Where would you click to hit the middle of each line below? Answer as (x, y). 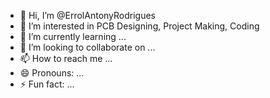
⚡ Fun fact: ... (47, 84)
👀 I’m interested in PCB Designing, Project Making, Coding (139, 26)
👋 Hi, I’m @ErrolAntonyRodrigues (88, 15)
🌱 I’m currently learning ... (73, 36)
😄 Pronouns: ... (52, 73)
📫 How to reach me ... (66, 58)
